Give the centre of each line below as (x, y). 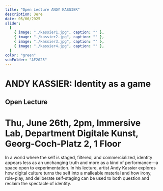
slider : (13, 23)
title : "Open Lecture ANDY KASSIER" (42, 10)
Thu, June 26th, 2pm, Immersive (73, 123)
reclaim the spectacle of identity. (38, 183)
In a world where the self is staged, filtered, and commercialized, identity (79, 157)
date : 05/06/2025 (23, 19)
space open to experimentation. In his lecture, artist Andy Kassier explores (81, 167)
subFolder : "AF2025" (26, 60)
